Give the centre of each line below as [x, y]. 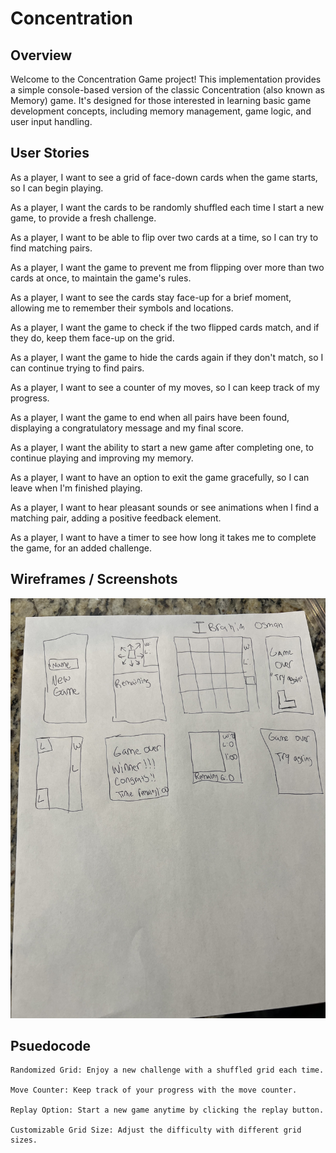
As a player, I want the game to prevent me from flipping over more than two [167, 267]
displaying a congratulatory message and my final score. [127, 428]
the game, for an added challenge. [81, 548]
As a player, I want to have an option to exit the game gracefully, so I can [160, 477]
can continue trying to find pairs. [77, 368]
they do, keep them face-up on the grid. [92, 338]
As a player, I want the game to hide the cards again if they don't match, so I [167, 357]
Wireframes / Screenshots [94, 579]
